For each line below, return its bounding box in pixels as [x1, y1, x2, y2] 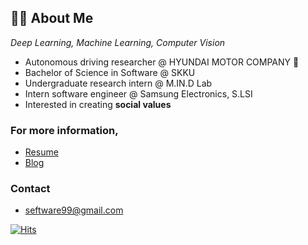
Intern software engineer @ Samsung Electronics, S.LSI [24, 87, 253, 100]
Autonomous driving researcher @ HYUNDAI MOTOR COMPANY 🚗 [24, 56, 300, 68]
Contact [10, 182, 51, 196]
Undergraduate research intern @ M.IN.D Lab [24, 77, 213, 89]
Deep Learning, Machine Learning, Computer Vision [10, 36, 226, 48]
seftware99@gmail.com [24, 204, 124, 216]
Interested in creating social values [24, 98, 172, 110]
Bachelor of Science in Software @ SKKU [24, 66, 196, 78]
